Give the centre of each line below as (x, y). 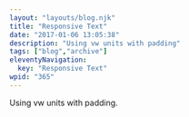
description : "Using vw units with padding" (95, 43)
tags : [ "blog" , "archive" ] (58, 52)
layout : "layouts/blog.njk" (63, 18)
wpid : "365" (32, 77)
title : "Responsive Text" (58, 26)
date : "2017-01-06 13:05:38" (65, 34)
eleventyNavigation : (49, 60)
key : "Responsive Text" (62, 69)
